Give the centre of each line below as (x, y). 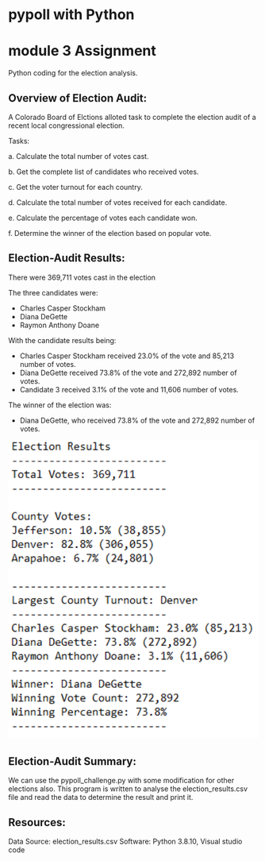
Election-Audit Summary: (72, 761)
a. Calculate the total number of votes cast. (79, 156)
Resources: (37, 822)
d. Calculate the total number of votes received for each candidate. (118, 202)
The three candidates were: (53, 292)
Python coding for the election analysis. (73, 73)
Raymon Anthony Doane (60, 325)
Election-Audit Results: (67, 259)
